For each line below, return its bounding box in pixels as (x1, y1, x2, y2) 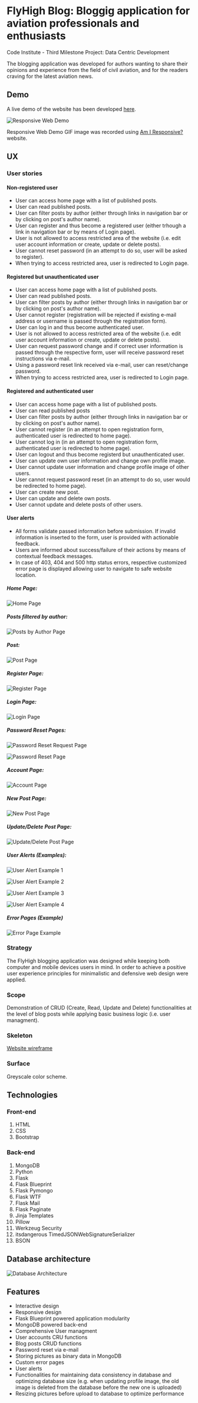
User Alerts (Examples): (6, 852, 67, 859)
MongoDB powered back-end (15, 1321, 88, 1328)
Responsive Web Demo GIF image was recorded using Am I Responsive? (6, 128, 183, 135)
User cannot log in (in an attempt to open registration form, (15, 438, 159, 445)
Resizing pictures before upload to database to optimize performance (15, 1390, 184, 1397)
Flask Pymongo (15, 1187, 54, 1194)
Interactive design (15, 1302, 60, 1310)
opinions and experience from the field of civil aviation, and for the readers (6, 66, 189, 73)
